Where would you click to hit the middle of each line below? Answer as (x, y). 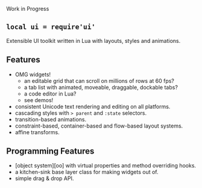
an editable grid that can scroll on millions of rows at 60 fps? (99, 80)
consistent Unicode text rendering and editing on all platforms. (93, 106)
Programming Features (50, 151)
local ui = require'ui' (51, 27)
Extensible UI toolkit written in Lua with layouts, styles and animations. (93, 41)
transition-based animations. (50, 119)
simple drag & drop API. (44, 178)
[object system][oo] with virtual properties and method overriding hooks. (106, 166)
